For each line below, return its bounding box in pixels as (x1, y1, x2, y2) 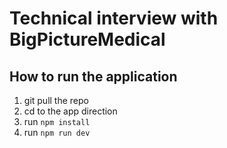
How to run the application (9, 68, 178, 85)
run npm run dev (23, 127, 91, 138)
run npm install (23, 116, 91, 127)
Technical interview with (9, 7, 219, 30)
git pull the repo (23, 95, 89, 106)
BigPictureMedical (9, 28, 166, 51)
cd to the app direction (23, 105, 118, 117)
